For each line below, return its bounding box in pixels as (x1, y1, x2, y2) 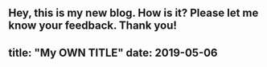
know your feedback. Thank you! (8, 19, 177, 33)
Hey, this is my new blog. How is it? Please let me (8, 6, 259, 20)
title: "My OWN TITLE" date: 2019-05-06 (8, 45, 219, 59)
